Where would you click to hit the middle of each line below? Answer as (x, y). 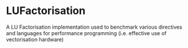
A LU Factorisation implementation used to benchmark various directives (94, 27)
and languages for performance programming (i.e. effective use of (86, 33)
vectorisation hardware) (35, 39)
